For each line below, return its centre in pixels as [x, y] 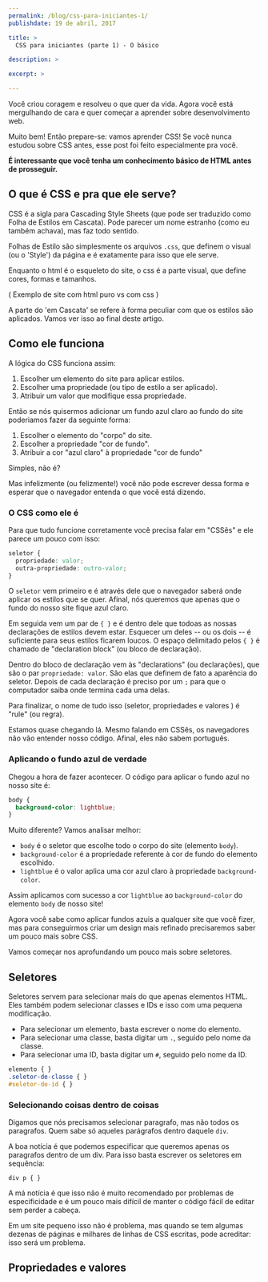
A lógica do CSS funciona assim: [62, 363]
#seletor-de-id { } [41, 1084]
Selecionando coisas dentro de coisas [84, 1105]
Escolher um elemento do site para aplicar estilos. [102, 379]
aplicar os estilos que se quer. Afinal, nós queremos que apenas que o [124, 599]
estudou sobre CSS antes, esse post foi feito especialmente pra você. [123, 145]
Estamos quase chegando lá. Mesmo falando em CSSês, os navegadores [129, 730]
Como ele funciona [56, 344]
